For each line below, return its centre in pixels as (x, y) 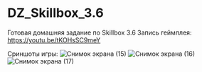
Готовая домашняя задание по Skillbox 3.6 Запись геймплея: (100, 32)
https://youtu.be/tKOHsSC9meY (54, 40)
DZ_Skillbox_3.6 (56, 13)
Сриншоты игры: (33, 54)
